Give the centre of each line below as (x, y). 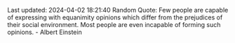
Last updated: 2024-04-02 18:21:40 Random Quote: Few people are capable (118, 10)
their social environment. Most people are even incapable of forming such (114, 25)
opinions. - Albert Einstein (45, 32)
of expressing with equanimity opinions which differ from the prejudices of (115, 17)
